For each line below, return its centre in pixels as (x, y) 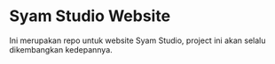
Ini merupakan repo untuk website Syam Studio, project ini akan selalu (137, 40)
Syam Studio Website (90, 16)
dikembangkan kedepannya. (61, 49)
